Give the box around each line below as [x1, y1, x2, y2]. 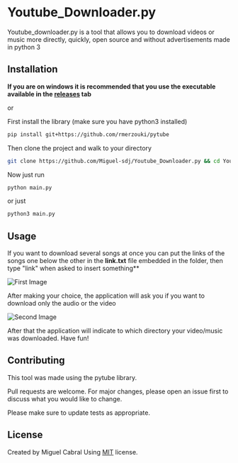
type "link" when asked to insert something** [7, 264, 140, 273]
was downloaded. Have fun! [7, 334, 89, 342]
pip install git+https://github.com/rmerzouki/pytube [7, 130, 170, 138]
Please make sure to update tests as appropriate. [7, 408, 151, 417]
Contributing [7, 355, 65, 367]
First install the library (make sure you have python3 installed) [7, 117, 188, 125]
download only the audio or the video [7, 299, 117, 308]
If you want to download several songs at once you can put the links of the [7, 249, 225, 257]
